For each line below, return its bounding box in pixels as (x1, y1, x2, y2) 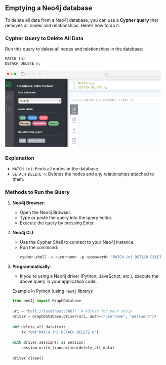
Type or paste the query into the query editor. (19, 215, 113, 221)
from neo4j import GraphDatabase (12, 298, 82, 304)
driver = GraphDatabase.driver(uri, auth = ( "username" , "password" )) (12, 314, 157, 319)
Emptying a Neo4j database (5, 4, 92, 12)
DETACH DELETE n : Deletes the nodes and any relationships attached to (12, 171, 154, 177)
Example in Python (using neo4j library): (12, 288, 94, 294)
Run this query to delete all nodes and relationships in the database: (5, 46, 143, 52)
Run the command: (19, 245, 58, 251)
